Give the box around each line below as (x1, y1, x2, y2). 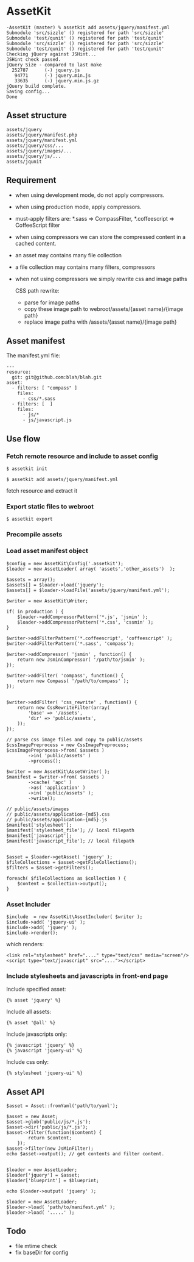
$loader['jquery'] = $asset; (6, 1172, 80, 1178)
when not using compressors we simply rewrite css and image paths (15, 275, 187, 282)
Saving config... (6, 88, 50, 94)
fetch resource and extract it (6, 487, 78, 494)
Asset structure (6, 110, 67, 121)
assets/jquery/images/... (6, 148, 72, 154)
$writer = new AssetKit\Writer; (6, 597, 88, 604)
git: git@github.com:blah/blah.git (12, 374, 102, 380)
